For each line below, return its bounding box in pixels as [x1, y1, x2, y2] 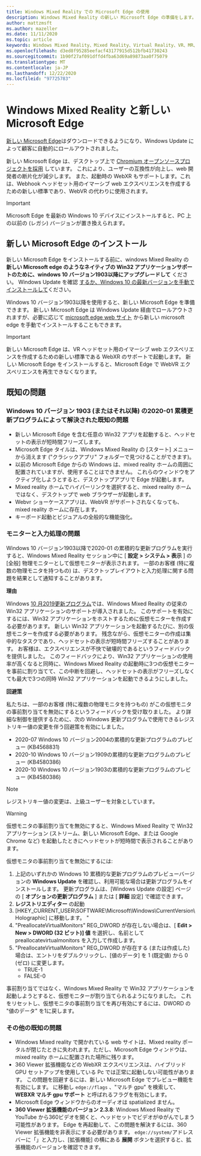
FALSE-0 [23, 972, 46, 979]
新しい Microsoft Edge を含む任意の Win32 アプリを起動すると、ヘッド [14, 431, 190, 438]
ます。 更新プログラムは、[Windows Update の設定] [46, 885, 174, 892]
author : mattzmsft [6, 20, 52, 26]
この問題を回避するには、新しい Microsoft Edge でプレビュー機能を [26, 1076, 194, 1083]
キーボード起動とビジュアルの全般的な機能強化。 [14, 513, 136, 520]
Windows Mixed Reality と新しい [6, 103, 171, 117]
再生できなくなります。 [42, 368, 100, 375]
